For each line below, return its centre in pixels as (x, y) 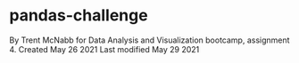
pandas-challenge (79, 16)
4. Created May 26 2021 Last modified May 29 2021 (104, 49)
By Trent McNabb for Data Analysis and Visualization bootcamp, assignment (149, 40)
